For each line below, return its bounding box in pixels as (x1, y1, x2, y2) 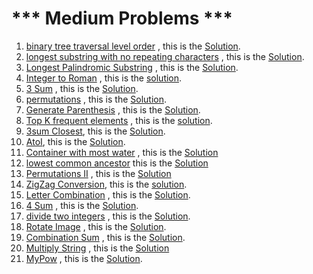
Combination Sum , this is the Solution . (25, 231, 186, 243)
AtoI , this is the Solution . (25, 135, 126, 147)
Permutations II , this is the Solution (25, 167, 172, 179)
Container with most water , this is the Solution (25, 146, 219, 158)
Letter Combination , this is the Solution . (25, 188, 191, 201)
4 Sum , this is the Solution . (25, 199, 139, 211)
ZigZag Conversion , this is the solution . (25, 178, 188, 190)
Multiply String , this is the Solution (25, 242, 170, 254)
